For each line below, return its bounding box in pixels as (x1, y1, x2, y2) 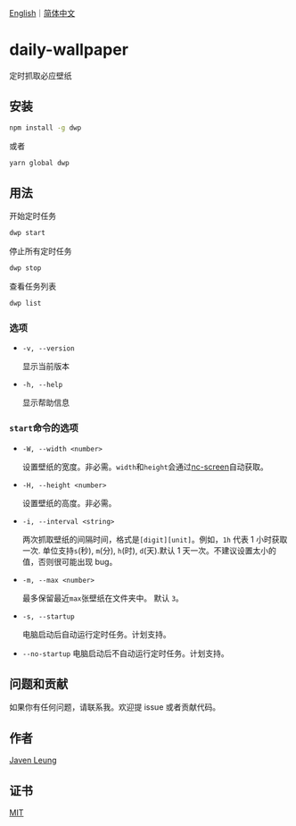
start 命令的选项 (9, 422, 78, 434)
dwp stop (9, 264, 42, 273)
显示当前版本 (21, 361, 70, 372)
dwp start (9, 229, 46, 238)
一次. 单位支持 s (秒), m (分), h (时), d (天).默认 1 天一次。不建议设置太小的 (21, 544, 276, 556)
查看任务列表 (9, 281, 56, 292)
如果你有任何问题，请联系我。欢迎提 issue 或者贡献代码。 (9, 702, 221, 712)
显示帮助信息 (21, 397, 70, 409)
